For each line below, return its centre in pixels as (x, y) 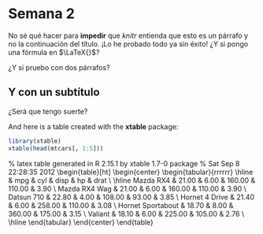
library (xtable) (35, 141)
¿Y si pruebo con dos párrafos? (59, 67)
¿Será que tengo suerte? (48, 111)
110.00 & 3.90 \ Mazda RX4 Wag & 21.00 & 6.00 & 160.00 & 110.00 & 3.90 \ (127, 188)
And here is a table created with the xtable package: (93, 126)
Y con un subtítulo (54, 93)
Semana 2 (41, 14)
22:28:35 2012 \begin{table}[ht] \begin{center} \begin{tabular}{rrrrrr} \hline (131, 172)
